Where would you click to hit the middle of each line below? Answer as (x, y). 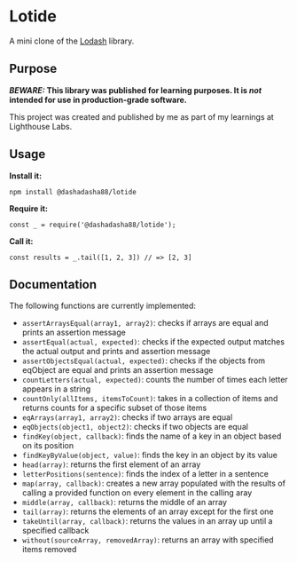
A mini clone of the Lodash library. (72, 41)
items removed (49, 550)
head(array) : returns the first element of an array (111, 464)
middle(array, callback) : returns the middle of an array (125, 503)
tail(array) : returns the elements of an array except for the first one (148, 511)
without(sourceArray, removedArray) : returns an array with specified (148, 540)
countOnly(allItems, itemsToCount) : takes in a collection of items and (150, 399)
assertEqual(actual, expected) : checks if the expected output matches (153, 342)
